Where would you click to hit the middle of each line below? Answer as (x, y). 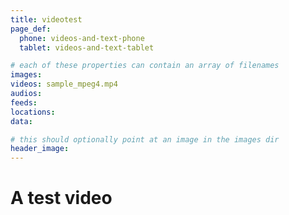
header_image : (40, 149)
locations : (33, 112)
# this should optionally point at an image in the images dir (145, 139)
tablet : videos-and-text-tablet (87, 47)
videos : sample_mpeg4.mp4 (64, 84)
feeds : (24, 102)
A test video (61, 198)
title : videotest (46, 19)
